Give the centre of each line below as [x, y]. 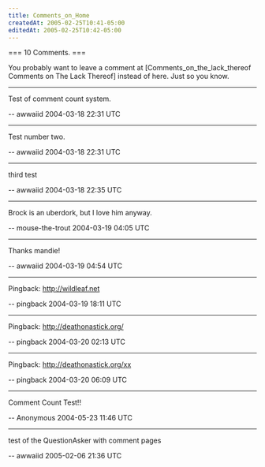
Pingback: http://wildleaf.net [54, 289]
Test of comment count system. [60, 99]
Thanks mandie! [34, 251]
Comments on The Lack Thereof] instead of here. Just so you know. [119, 77]
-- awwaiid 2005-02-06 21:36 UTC [65, 456]
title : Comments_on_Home [49, 15]
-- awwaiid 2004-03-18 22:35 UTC [65, 190]
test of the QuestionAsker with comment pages [85, 441]
